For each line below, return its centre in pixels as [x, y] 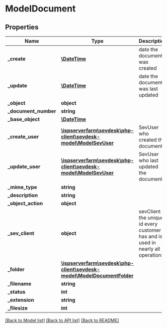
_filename [19, 284]
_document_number [32, 111]
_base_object [24, 119]
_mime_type [22, 187]
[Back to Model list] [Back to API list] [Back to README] [62, 320]
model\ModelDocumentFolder [97, 276]
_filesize [18, 308]
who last [149, 160]
